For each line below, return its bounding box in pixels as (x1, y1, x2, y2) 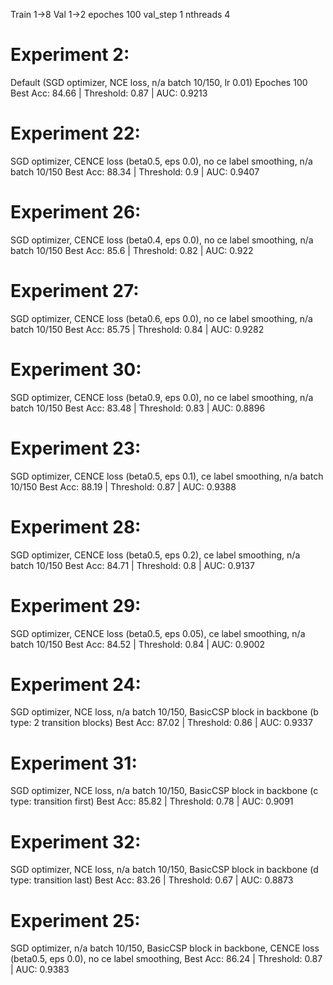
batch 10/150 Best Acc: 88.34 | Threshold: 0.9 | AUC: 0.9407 (10, 165, 260, 178)
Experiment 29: (10, 594, 142, 617)
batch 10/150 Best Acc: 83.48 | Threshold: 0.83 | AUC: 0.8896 (10, 402, 266, 414)
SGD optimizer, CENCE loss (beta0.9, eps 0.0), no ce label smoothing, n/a (10, 391, 314, 403)
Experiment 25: (10, 909, 141, 932)
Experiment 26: (10, 201, 142, 224)
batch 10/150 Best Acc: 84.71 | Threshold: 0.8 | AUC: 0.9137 (10, 559, 255, 571)
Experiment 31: (10, 752, 138, 774)
